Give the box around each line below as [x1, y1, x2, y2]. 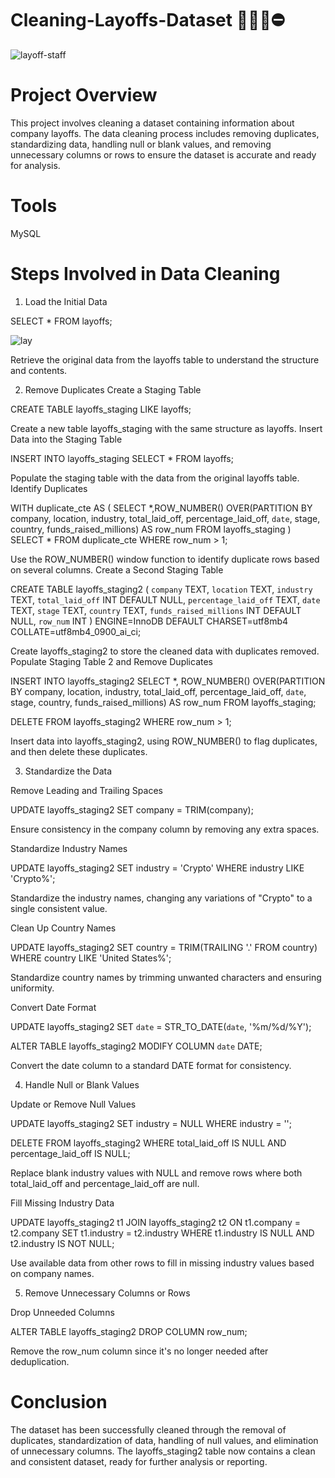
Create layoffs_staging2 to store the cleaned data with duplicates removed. [10, 645, 320, 657]
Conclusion [10, 1390, 108, 1413]
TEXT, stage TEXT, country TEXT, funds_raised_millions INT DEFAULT [10, 604, 302, 616]
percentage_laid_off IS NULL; [10, 1147, 131, 1159]
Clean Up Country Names [10, 922, 117, 934]
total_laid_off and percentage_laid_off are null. [10, 1177, 200, 1189]
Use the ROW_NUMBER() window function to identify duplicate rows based [10, 553, 320, 565]
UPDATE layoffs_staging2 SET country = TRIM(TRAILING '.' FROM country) [10, 941, 318, 953]
